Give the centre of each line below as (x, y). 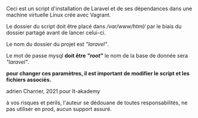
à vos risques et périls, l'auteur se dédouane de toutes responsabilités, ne (97, 103)
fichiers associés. (29, 80)
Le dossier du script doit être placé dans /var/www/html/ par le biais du (94, 26)
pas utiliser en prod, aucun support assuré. (59, 109)
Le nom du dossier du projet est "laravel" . (58, 44)
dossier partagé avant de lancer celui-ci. (56, 33)
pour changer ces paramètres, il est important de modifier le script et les (98, 73)
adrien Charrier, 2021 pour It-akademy (53, 91)
